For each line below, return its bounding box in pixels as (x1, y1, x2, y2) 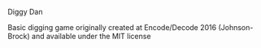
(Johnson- (218, 23, 254, 32)
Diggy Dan (7, 7, 43, 16)
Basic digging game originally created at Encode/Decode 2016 (7, 23, 217, 32)
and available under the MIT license (31, 32, 151, 41)
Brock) (7, 32, 30, 41)
